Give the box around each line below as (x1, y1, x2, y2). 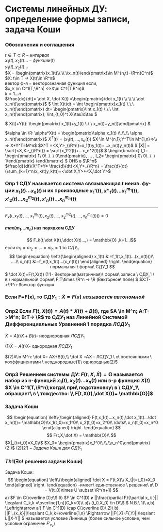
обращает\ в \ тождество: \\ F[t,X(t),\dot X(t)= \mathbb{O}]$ (5, 390, 153, 397)
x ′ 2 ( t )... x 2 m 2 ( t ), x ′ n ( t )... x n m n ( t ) (5, 194, 77, 203)
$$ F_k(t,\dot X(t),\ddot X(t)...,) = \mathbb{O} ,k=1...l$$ (26, 237, 137, 243)
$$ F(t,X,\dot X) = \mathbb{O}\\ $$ (47, 432, 116, 438)
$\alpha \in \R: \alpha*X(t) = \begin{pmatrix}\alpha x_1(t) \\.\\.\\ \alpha (5, 130, 143, 136)
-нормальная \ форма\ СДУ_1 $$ (48, 263, 115, 270)
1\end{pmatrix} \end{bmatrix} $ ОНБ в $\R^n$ (5, 158, 97, 163)
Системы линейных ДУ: (5, 3, 108, 15)
